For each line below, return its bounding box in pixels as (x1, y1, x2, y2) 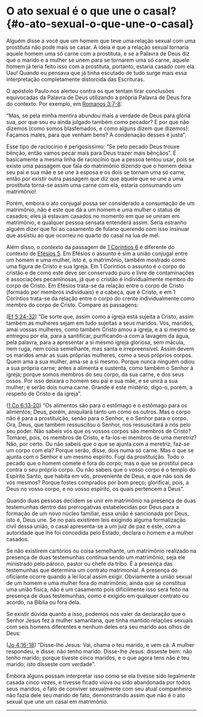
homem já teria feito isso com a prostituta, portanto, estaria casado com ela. (6, 62, 196, 70)
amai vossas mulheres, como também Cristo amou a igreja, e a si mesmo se (6, 325, 195, 333)
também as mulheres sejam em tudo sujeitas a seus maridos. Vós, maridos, (6, 319, 194, 326)
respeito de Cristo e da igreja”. (6, 390, 82, 397)
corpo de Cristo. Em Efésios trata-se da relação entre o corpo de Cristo (6, 282, 184, 289)
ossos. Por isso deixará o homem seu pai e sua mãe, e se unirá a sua (6, 377, 178, 384)
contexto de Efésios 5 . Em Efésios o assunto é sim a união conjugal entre (6, 250, 188, 257)
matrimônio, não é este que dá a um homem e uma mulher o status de (6, 206, 181, 213)
